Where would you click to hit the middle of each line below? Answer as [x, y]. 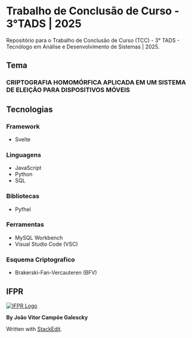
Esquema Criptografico [41, 260]
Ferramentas [25, 224]
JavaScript [28, 168]
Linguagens [24, 155]
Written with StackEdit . [34, 329]
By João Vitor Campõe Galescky [47, 317]
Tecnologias [30, 109]
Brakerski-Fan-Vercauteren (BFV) [56, 273]
